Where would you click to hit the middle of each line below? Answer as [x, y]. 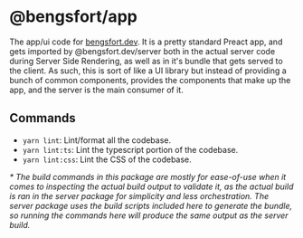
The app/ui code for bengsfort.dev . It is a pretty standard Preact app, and [146, 42]
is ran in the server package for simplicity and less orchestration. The [139, 195]
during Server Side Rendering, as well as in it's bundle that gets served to [146, 61]
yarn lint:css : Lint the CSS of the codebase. [107, 159]
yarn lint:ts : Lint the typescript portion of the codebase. [130, 149]
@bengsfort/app [73, 17]
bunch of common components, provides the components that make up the [150, 80]
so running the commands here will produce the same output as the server [149, 215]
